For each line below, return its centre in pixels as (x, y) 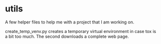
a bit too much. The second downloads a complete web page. (67, 36)
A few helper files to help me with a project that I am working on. (70, 22)
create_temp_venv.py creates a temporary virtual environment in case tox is (81, 31)
